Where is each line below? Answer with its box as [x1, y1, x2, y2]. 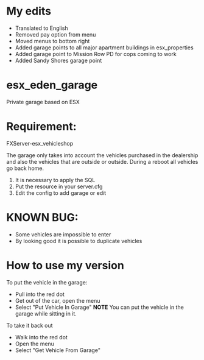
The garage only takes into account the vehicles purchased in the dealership [6, 151, 199, 159]
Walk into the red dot [15, 333, 68, 341]
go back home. [6, 164, 44, 172]
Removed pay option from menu [15, 30, 96, 38]
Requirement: [6, 120, 77, 133]
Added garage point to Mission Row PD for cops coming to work [15, 50, 177, 57]
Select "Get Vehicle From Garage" [15, 346, 100, 354]
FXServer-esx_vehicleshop [6, 139, 74, 147]
